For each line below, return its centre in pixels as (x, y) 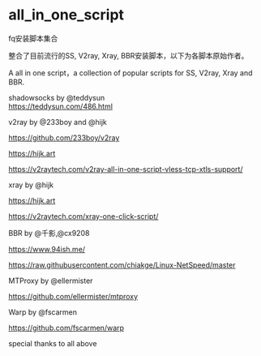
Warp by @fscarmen (43, 312)
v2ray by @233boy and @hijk (58, 122)
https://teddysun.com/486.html (61, 106)
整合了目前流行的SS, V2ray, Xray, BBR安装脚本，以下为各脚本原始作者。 (128, 55)
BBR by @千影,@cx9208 (49, 233)
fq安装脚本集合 (33, 38)
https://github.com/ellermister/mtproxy (73, 296)
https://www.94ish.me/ (47, 249)
